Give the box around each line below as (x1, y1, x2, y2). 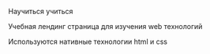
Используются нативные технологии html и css (8, 37, 168, 46)
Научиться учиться (8, 7, 73, 16)
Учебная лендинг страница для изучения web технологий (8, 22, 203, 31)
